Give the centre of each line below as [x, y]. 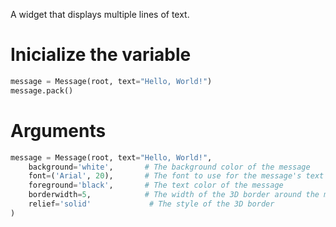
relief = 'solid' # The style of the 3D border [151, 204]
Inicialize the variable [101, 55]
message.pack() [42, 90]
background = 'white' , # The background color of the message [169, 167]
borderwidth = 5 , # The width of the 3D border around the [174, 195]
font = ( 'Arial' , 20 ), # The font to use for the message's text [176, 176]
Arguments [58, 130]
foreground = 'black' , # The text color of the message [156, 185]
